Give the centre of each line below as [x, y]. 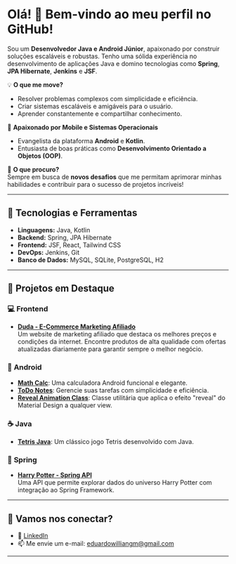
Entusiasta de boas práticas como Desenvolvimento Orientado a [112, 148]
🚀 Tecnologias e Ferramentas [72, 213]
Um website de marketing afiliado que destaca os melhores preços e [117, 334]
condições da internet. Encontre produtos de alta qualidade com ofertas [122, 342]
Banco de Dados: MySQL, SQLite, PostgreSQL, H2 [90, 260]
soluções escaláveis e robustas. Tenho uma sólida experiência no [102, 56]
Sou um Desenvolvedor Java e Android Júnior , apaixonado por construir [113, 48]
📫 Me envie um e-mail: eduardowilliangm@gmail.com [96, 544]
